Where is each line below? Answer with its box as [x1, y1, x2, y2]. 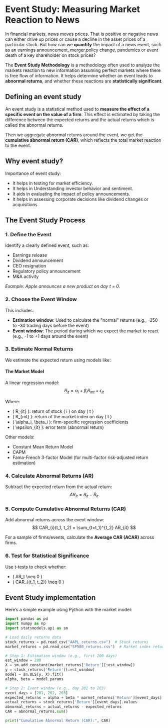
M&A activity [12, 274, 39, 280]
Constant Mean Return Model [12, 443, 73, 449]
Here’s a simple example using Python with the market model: [5, 607, 132, 613]
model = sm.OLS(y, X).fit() [5, 672, 64, 677]
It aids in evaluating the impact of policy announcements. [12, 191, 130, 197]
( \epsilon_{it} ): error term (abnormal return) [12, 424, 104, 430]
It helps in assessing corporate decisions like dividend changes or [12, 196, 148, 202]
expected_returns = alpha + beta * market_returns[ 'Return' [5, 695, 133, 700]
